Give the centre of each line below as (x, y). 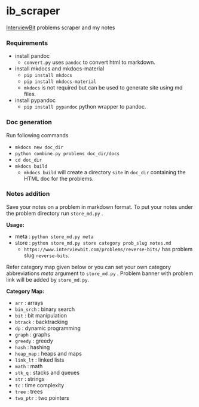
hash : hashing (32, 347)
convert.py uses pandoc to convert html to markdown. (89, 62)
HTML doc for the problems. (59, 178)
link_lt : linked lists (39, 360)
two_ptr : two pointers (42, 397)
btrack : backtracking (41, 322)
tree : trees (29, 391)
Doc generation (29, 122)
